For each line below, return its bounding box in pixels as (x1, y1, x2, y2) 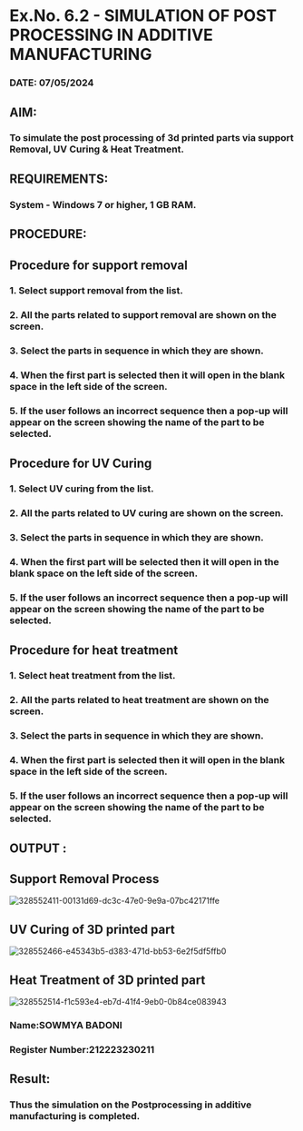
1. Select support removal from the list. (9, 284, 183, 297)
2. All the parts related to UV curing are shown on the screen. (9, 507, 284, 520)
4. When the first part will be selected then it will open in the (9, 556, 279, 569)
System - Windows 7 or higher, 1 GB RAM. (9, 198, 197, 211)
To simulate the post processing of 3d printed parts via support (9, 132, 295, 144)
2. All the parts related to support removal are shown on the (9, 309, 277, 322)
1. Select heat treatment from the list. (9, 670, 176, 682)
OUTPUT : (9, 840, 67, 856)
